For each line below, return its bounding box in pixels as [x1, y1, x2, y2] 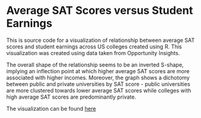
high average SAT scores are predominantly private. [6, 93, 137, 100]
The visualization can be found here [6, 105, 96, 112]
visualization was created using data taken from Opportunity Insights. [6, 49, 180, 56]
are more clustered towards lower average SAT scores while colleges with [6, 87, 191, 94]
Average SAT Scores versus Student [6, 4, 193, 18]
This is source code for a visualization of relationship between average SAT [6, 36, 196, 44]
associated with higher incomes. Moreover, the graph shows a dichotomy [6, 74, 190, 81]
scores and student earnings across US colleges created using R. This [6, 43, 182, 50]
